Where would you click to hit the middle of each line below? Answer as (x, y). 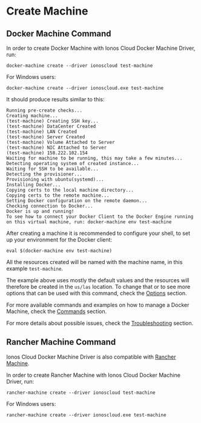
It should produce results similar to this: (55, 99)
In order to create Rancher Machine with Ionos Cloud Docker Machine (93, 375)
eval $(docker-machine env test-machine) (59, 251)
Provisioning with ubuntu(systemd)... (55, 180)
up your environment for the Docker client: (59, 240)
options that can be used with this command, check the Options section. (97, 293)
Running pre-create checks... (44, 110)
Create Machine (47, 11)
